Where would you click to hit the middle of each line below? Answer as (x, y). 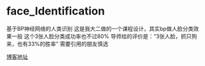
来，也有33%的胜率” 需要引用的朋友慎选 (57, 44)
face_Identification (56, 11)
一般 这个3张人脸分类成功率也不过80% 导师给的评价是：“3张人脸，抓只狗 (104, 36)
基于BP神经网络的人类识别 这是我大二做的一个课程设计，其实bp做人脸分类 (100, 28)
